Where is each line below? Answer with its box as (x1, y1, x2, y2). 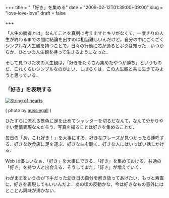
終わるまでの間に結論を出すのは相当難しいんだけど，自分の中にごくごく (14, 37, 164, 42)
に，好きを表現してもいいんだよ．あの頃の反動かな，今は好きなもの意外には (5, 181, 164, 187)
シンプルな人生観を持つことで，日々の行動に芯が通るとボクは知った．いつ (5, 43, 160, 49)
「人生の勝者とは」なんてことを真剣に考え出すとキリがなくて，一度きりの (5, 30, 159, 36)
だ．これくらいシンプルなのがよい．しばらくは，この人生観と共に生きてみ (5, 66, 160, 72)
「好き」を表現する (5, 86, 52, 93)
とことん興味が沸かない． (5, 187, 59, 193)
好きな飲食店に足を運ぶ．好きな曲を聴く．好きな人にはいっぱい (14, 141, 147, 147)
